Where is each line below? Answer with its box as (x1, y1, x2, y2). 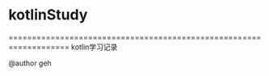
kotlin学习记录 (71, 42, 118, 52)
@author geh (8, 58, 53, 68)
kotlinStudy (8, 6, 88, 24)
